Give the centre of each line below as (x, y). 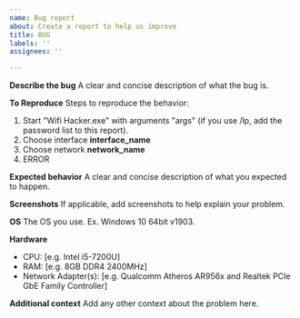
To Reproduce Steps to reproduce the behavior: (99, 103)
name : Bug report (42, 18)
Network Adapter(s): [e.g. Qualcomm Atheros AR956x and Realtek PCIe (156, 276)
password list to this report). (75, 130)
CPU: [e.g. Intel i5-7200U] (71, 257)
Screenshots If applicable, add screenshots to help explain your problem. (147, 204)
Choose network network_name (84, 150)
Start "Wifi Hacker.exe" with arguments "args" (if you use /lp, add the (152, 121)
